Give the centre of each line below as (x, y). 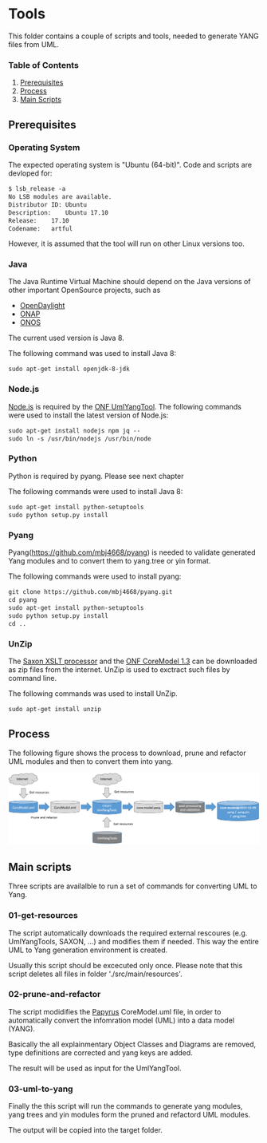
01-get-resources (43, 916)
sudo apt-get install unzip (55, 710)
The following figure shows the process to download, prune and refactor (127, 753)
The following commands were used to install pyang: (95, 576)
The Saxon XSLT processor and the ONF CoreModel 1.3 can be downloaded (133, 661)
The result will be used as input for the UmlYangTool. (95, 1068)
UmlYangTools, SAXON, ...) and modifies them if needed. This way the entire (133, 941)
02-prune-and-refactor (55, 995)
